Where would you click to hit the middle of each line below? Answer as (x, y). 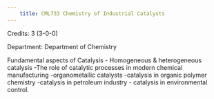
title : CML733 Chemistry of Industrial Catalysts (93, 13)
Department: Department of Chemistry (62, 46)
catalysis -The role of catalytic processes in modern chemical (95, 67)
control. (18, 89)
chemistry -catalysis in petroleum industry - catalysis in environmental (107, 82)
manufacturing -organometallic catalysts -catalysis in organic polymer (107, 75)
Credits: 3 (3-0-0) (33, 33)
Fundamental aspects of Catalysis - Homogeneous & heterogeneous (105, 60)
